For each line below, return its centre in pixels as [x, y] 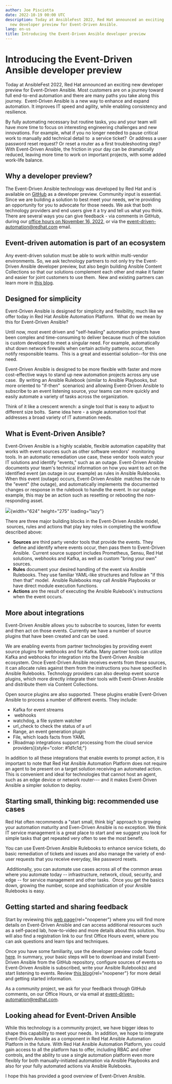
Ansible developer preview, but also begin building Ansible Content [91, 266]
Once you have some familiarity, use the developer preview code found [81, 951]
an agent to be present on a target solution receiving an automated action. [84, 769]
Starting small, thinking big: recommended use [82, 802]
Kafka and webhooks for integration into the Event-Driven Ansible [75, 657]
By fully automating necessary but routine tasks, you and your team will [81, 122]
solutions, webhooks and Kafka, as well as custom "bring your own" [85, 559]
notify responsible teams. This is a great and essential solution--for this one [86, 354]
